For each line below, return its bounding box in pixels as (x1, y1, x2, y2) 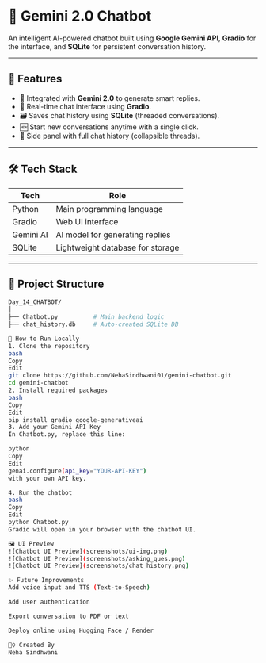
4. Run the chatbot (8, 489, 73, 496)
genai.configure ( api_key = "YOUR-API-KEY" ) (8, 467, 147, 475)
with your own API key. (8, 474, 87, 482)
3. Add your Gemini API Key (8, 423, 101, 431)
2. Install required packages (8, 386, 108, 394)
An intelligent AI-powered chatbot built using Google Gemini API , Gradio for (8, 33, 256, 43)
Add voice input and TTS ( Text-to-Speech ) (8, 584, 150, 592)
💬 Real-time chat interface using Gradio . (19, 102, 152, 111)
